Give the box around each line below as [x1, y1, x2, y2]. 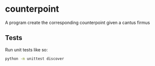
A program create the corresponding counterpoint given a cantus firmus [5, 20, 150, 25]
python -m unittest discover [5, 56, 64, 61]
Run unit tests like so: [5, 46, 48, 52]
